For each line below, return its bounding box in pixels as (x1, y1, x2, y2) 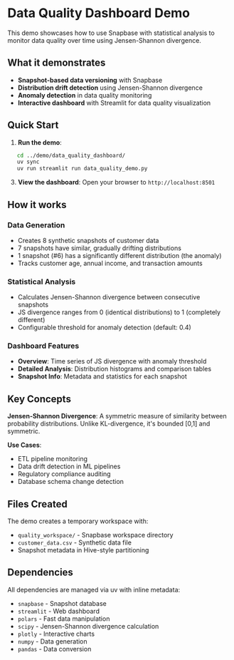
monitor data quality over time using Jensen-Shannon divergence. (7, 36, 201, 44)
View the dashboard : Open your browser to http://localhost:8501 (17, 178, 216, 187)
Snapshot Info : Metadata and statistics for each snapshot (17, 372, 187, 381)
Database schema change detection (17, 478, 124, 486)
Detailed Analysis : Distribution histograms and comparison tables (17, 365, 212, 373)
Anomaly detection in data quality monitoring (17, 91, 152, 99)
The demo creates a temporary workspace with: (7, 517, 149, 525)
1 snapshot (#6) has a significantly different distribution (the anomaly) (17, 251, 222, 259)
